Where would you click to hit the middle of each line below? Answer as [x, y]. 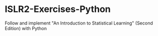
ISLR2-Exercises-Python [58, 9]
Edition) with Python [26, 28]
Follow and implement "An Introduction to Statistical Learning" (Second [79, 23]
